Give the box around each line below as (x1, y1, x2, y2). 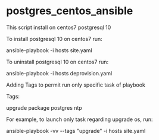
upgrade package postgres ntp (6, 104, 82, 111)
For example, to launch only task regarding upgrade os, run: (6, 116, 153, 123)
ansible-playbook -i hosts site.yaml (6, 46, 92, 54)
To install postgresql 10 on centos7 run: (6, 35, 102, 42)
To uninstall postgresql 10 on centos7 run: (6, 58, 109, 65)
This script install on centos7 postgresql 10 (6, 24, 111, 31)
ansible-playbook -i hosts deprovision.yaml (6, 69, 113, 77)
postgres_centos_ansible (6, 4, 133, 18)
